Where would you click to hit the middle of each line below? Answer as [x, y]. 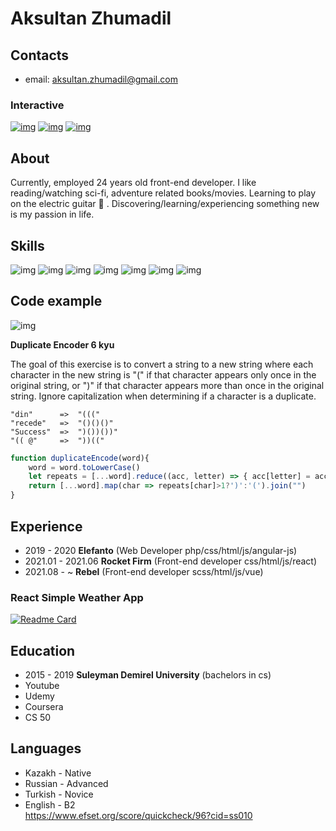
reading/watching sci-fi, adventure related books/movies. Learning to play [163, 193]
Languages [46, 748]
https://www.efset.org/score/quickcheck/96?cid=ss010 [138, 815]
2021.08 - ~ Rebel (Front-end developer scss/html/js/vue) [144, 571]
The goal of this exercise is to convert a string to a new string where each [162, 364]
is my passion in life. [52, 214]
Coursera [44, 707]
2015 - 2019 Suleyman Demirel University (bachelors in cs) [148, 675]
